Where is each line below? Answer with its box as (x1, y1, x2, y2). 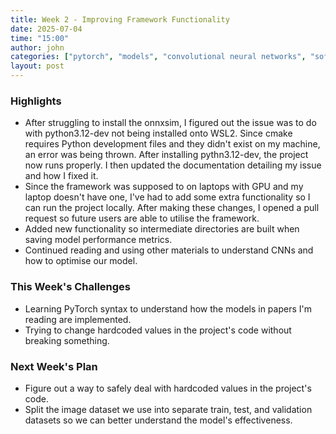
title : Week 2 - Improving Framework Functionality (10, 14, 230, 25)
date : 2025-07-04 (10, 24, 83, 34)
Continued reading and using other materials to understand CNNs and (24, 244, 314, 256)
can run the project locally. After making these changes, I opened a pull (24, 202, 320, 214)
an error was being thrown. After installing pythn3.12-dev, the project (24, 149, 309, 161)
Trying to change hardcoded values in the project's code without (24, 324, 292, 336)
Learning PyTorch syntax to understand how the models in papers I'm (24, 302, 312, 315)
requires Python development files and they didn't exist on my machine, (24, 138, 321, 150)
